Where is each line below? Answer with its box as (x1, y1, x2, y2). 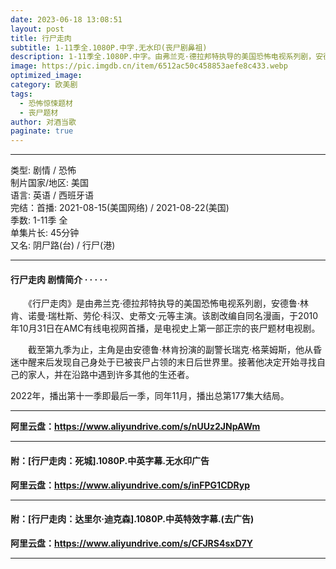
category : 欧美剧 (10, 80, 78, 90)
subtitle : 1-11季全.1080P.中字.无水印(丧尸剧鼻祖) (10, 42, 208, 53)
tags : (10, 89, 33, 99)
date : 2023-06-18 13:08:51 (10, 14, 123, 25)
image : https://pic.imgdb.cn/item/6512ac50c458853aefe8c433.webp (10, 61, 288, 71)
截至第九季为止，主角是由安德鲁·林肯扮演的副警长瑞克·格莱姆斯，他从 (27, 344, 314, 356)
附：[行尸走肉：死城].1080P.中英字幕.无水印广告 (10, 454, 210, 466)
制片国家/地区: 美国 (10, 177, 90, 189)
